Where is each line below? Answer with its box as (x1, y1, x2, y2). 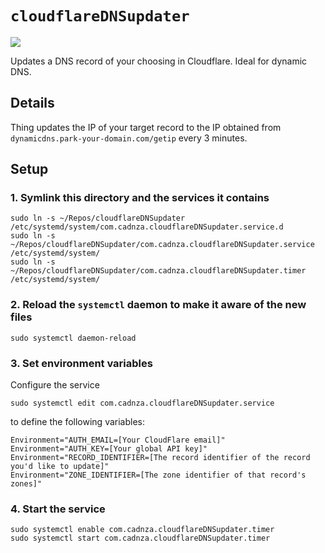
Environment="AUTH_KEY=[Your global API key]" (10, 444, 208, 454)
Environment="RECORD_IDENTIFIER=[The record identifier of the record (10, 453, 311, 463)
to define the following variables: (10, 416, 146, 428)
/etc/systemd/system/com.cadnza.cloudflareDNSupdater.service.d (10, 222, 284, 232)
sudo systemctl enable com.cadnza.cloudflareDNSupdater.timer (10, 525, 275, 535)
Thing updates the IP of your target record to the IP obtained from (10, 121, 282, 133)
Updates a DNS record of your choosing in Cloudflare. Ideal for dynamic (10, 55, 308, 67)
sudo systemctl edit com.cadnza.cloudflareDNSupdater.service (10, 398, 275, 409)
